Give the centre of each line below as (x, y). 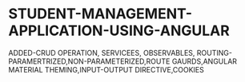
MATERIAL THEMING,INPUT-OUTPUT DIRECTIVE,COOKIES (106, 69)
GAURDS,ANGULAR (205, 61)
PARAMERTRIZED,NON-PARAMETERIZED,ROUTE (89, 61)
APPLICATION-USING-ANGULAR (119, 31)
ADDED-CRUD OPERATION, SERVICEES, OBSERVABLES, (102, 53)
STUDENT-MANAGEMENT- (100, 14)
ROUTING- (214, 53)
